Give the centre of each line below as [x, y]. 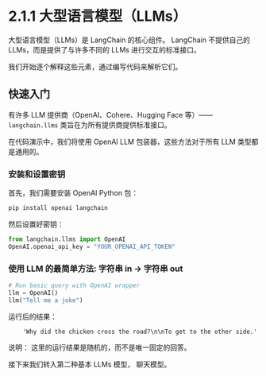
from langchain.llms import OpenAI [67, 239]
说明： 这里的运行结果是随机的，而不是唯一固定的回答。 [100, 347]
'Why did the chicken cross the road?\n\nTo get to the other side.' [140, 331]
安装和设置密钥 [37, 174]
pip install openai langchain [58, 208]
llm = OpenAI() [33, 293]
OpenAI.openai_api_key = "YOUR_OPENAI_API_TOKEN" [92, 246]
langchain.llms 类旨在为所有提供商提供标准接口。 [90, 125]
